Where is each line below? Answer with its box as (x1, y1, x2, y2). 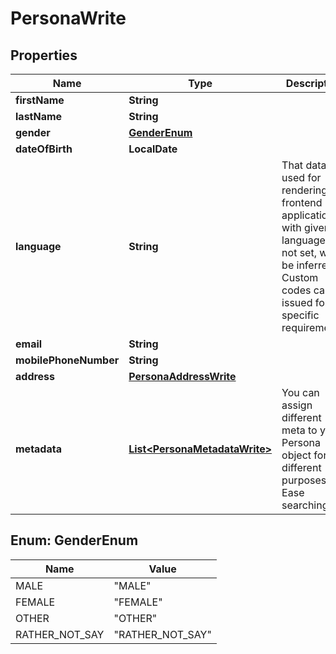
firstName (15, 93, 65, 107)
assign (281, 398, 313, 412)
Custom (281, 271, 319, 284)
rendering (281, 183, 328, 197)
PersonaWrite (10, 7, 127, 30)
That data (281, 158, 327, 172)
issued (281, 296, 313, 309)
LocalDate (128, 142, 178, 156)
